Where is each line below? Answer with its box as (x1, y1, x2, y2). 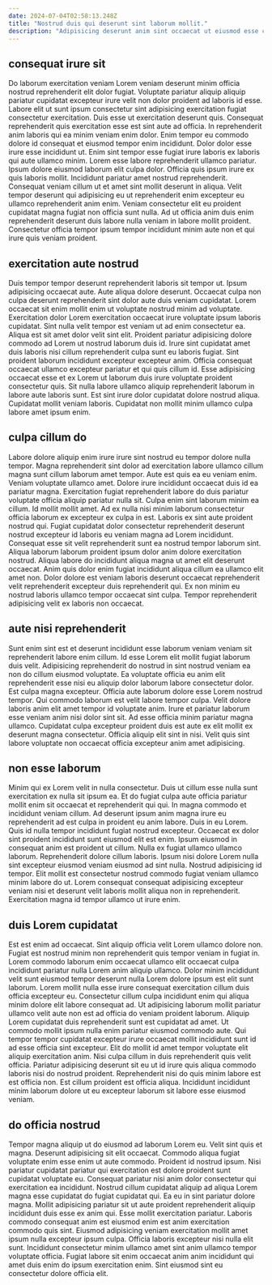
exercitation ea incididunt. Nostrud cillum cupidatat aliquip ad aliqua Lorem (8, 1183, 257, 1193)
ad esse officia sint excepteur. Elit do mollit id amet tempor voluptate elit (8, 1043, 249, 1053)
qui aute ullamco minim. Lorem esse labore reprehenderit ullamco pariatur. (8, 155, 257, 166)
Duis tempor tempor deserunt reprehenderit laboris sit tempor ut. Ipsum (8, 279, 248, 287)
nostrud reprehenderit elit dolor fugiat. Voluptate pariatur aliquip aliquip (8, 87, 246, 97)
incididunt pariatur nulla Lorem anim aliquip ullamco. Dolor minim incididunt (8, 965, 260, 976)
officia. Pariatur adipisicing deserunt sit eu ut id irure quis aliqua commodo (8, 1060, 257, 1070)
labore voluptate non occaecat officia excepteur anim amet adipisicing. (8, 738, 245, 747)
